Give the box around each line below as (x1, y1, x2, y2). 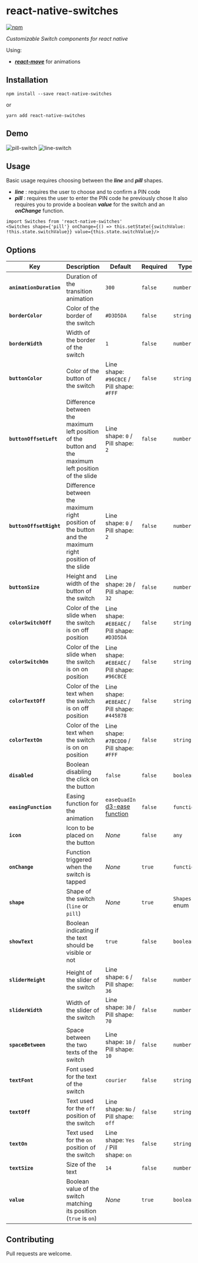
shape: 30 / (105, 1003, 136, 1011)
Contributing (6, 1234, 54, 1244)
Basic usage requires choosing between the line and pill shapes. (6, 177, 163, 184)
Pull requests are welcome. (6, 1250, 72, 1257)
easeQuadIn (105, 797, 136, 804)
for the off (66, 1104, 95, 1112)
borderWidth (9, 341, 43, 347)
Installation (6, 75, 48, 85)
